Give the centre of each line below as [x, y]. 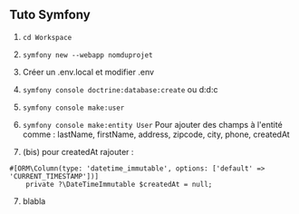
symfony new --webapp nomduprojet [87, 55]
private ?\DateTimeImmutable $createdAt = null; [119, 184]
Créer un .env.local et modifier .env [88, 72]
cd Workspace [47, 37]
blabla [34, 201]
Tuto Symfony [50, 15]
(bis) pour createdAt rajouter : [78, 151]
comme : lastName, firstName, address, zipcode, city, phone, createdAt [156, 134]
